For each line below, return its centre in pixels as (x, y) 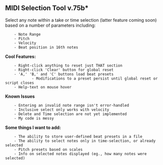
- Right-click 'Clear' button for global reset (64, 70)
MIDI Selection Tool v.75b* (47, 8)
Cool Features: (20, 56)
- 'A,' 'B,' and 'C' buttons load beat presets (64, 74)
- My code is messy (34, 118)
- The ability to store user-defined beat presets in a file (78, 136)
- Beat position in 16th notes (46, 47)
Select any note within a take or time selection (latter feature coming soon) (81, 20)
